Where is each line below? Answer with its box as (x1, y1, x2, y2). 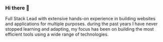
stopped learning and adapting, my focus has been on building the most (5, 26, 154, 32)
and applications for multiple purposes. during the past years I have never (5, 21, 158, 27)
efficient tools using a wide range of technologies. (5, 32, 109, 38)
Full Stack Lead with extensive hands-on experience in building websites (5, 16, 155, 22)
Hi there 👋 (5, 4, 30, 11)
